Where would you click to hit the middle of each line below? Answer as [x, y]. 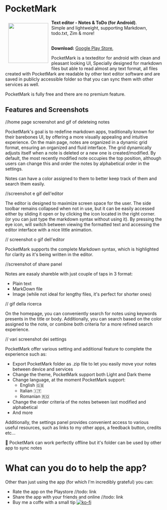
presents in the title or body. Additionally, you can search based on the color [83, 318]
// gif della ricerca [23, 303]
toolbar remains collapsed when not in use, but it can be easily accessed [80, 208]
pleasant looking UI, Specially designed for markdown [107, 63]
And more [23, 412]
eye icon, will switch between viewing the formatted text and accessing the [82, 224]
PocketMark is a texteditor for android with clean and [106, 57]
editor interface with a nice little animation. [49, 229]
